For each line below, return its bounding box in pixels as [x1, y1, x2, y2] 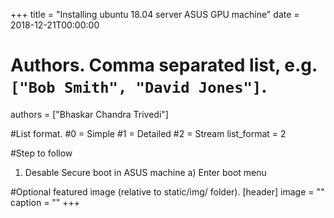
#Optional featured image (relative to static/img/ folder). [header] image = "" [10, 185, 325, 198]
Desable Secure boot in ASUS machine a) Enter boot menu [24, 166, 267, 178]
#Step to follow [10, 147, 73, 159]
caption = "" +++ [10, 196, 81, 208]
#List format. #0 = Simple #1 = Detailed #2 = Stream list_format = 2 [10, 127, 287, 139]
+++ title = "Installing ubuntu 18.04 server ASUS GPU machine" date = [10, 9, 300, 20]
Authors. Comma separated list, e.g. [10, 54, 318, 77]
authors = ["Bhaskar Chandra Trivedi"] [10, 108, 169, 120]
